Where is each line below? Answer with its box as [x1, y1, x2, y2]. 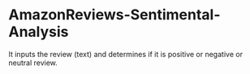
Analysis [8, 23, 69, 41]
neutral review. [8, 58, 58, 68]
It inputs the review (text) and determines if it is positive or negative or [8, 49, 244, 59]
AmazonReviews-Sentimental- [8, 6, 221, 24]
